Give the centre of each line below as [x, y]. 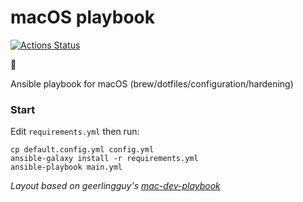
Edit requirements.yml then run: [75, 132]
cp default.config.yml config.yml [82, 150]
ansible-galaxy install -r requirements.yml [104, 159]
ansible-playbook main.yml [66, 167]
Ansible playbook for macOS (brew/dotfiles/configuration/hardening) [152, 83]
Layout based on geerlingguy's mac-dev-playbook [115, 186]
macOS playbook [82, 17]
